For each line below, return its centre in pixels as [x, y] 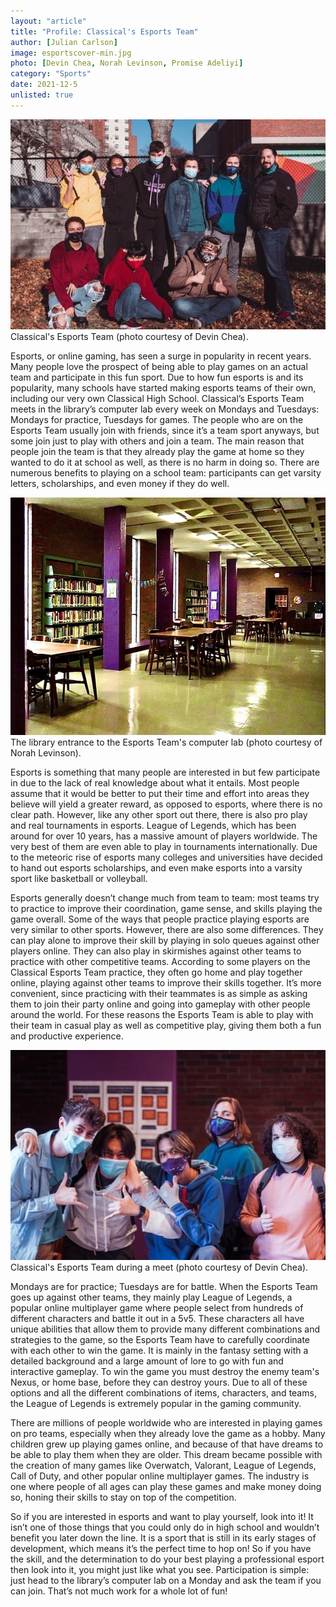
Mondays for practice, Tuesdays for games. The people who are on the [157, 419]
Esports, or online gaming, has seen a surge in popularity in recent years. [161, 356]
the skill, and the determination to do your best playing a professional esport [167, 1559]
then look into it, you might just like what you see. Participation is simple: [160, 1569]
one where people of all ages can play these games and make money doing [166, 1486]
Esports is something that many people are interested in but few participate [165, 772]
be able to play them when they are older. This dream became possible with [166, 1454]
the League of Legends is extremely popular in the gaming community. [156, 1403]
